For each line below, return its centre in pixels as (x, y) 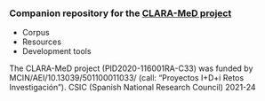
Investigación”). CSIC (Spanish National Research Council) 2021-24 (132, 88)
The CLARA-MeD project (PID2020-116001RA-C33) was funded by (131, 68)
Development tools (56, 51)
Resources (42, 42)
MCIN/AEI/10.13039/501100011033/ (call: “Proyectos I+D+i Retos (127, 78)
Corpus (36, 33)
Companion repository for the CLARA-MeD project (120, 13)
